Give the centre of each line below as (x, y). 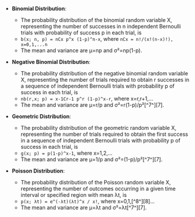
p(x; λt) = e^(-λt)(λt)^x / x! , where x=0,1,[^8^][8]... (88, 201)
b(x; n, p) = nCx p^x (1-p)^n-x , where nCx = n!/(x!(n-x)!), (97, 39)
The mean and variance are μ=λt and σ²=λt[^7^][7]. (84, 208)
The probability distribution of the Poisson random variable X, (96, 182)
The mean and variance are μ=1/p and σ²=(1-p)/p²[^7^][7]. (92, 159)
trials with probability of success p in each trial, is (81, 33)
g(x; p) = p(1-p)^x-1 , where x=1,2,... (66, 153)
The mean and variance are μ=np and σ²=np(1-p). (81, 50)
